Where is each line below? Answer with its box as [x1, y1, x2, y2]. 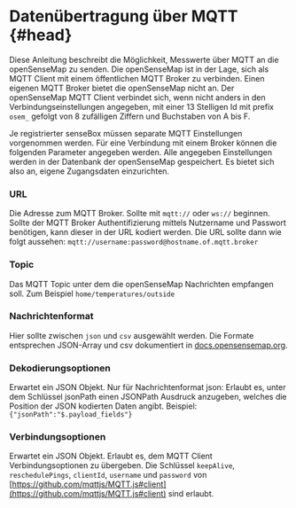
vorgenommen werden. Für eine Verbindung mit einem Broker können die [9, 137, 277, 148]
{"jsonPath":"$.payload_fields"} [9, 410, 133, 419]
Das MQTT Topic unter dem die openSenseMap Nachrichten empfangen [9, 278, 274, 289]
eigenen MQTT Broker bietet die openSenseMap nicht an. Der [9, 82, 235, 93]
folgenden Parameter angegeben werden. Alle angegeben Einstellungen [9, 146, 273, 157]
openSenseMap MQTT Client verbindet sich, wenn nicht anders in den [9, 91, 266, 103]
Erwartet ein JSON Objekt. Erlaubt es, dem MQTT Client [9, 450, 213, 462]
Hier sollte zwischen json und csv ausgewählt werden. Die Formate [9, 330, 254, 340]
